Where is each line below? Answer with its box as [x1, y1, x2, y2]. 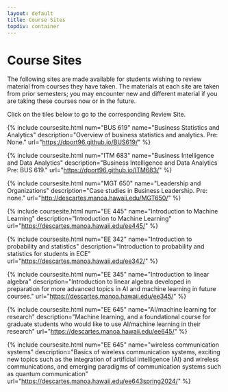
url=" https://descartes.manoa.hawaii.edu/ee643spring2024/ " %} [7, 377, 192, 385]
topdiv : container [7, 23, 60, 30]
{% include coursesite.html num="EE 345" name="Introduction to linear [7, 270, 210, 279]
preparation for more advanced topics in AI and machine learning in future [7, 285, 216, 293]
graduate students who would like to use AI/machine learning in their [7, 320, 201, 328]
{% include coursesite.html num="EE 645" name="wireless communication [7, 341, 220, 349]
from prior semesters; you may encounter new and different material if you [7, 90, 218, 98]
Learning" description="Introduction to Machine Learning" [7, 214, 172, 223]
